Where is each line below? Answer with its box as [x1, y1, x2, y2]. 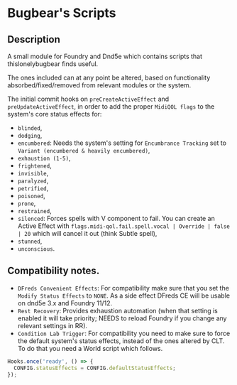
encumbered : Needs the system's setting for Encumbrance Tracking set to [17, 139, 227, 147]
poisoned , [17, 192, 46, 200]
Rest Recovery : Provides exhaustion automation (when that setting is [17, 306, 218, 315]
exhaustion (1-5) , [17, 154, 71, 162]
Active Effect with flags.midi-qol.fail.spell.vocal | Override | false [17, 222, 231, 230]
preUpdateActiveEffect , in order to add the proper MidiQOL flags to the [7, 102, 215, 111]
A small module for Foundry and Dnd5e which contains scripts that [7, 52, 203, 60]
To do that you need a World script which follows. [17, 344, 163, 352]
